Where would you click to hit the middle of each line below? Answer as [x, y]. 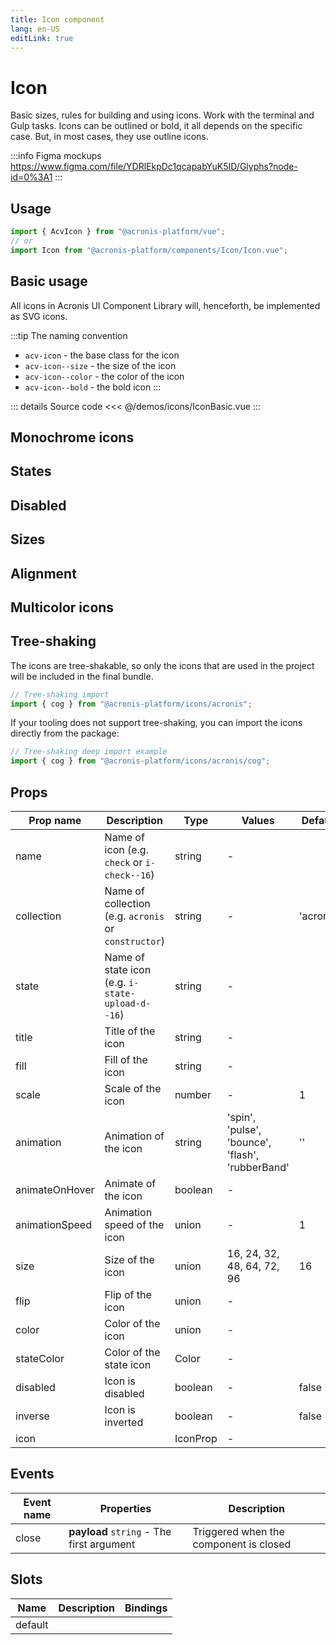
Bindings [146, 1608]
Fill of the [126, 1060]
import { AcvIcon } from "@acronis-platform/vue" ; [118, 232]
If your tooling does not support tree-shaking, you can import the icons [156, 723]
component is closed [242, 1544]
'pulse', [244, 1130]
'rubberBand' [258, 1168]
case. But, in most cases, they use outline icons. [109, 137]
